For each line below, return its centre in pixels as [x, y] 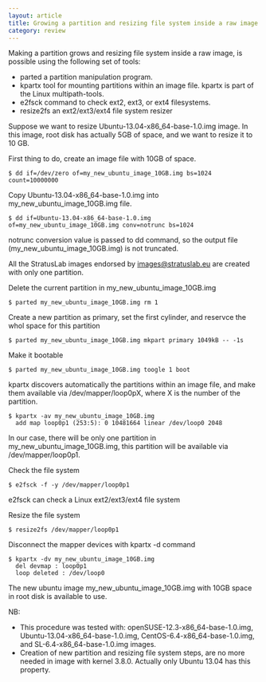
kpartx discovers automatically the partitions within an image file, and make [132, 384]
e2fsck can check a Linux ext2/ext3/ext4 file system [94, 500]
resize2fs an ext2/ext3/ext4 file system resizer [96, 111]
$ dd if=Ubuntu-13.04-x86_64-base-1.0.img [80, 219]
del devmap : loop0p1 [51, 566]
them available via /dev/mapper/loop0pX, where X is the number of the [124, 393]
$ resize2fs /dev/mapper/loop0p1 [64, 530]
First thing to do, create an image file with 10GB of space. [102, 159]
